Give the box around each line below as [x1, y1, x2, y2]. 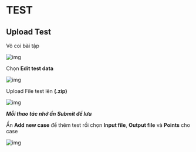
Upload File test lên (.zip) [6, 88, 67, 94]
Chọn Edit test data [6, 65, 54, 72]
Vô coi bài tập [6, 42, 39, 49]
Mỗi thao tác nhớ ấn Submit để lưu [6, 110, 92, 117]
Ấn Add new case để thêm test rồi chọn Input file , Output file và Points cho [6, 122, 191, 129]
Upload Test [6, 27, 52, 37]
